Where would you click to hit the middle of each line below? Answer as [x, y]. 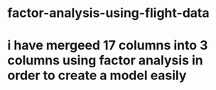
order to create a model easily [97, 75]
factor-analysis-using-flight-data [108, 13]
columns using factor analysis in [106, 61]
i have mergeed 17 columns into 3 [108, 46]
